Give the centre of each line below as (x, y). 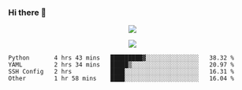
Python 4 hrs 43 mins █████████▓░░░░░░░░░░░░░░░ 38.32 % (121, 58)
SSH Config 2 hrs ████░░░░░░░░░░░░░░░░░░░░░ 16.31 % (121, 72)
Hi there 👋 (28, 13)
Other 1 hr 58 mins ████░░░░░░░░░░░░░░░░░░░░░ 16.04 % (121, 79)
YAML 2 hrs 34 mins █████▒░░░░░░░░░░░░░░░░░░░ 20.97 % (121, 65)
